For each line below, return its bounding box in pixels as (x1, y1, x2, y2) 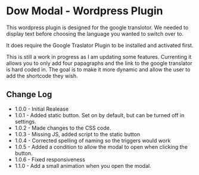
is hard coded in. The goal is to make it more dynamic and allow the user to (6, 65, 191, 73)
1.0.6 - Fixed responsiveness (14, 156, 85, 163)
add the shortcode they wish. (6, 72, 79, 79)
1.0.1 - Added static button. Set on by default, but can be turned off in (14, 111, 185, 118)
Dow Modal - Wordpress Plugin (6, 4, 163, 18)
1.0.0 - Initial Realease (14, 105, 69, 112)
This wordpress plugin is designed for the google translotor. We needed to (6, 24, 189, 31)
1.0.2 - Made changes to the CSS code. (14, 124, 111, 132)
